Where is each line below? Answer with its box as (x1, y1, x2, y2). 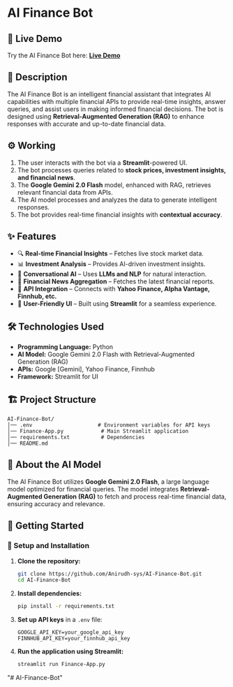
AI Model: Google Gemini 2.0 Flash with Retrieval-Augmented (17, 350, 195, 359)
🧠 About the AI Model (7, 459, 102, 471)
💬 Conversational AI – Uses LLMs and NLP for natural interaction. (17, 270, 207, 279)
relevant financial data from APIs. (17, 188, 113, 196)
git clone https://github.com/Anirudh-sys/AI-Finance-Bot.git (17, 570, 202, 577)
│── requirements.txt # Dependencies (7, 434, 145, 441)
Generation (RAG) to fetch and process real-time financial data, (43, 492, 227, 501)
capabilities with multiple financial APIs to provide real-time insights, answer (7, 97, 226, 105)
